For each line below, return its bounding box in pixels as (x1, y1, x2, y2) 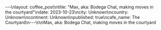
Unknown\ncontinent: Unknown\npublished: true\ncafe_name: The (5, 15, 140, 20)
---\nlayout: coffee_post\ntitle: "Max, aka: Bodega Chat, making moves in (5, 4, 154, 10)
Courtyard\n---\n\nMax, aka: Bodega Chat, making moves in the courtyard (5, 19, 156, 25)
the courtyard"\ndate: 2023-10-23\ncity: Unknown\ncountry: (5, 9, 129, 15)
